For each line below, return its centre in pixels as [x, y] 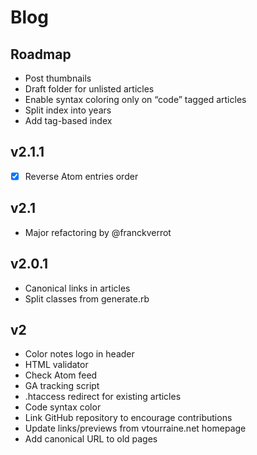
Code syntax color [63, 407]
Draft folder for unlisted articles [89, 89]
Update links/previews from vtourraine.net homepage [135, 428]
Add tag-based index [68, 120]
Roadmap [41, 54]
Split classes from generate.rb [87, 298]
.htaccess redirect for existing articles [103, 397]
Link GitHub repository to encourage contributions [128, 418]
